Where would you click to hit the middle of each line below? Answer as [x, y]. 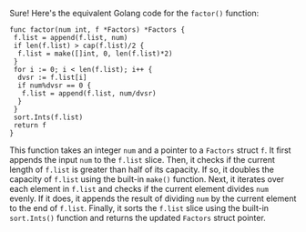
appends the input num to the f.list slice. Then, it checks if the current [143, 160]
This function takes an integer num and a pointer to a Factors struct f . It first [150, 150]
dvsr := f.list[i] [53, 77]
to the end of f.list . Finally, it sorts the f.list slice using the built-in [139, 208]
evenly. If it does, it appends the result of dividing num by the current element [153, 198]
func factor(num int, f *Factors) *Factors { [97, 30]
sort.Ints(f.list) [48, 117]
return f [30, 126]
